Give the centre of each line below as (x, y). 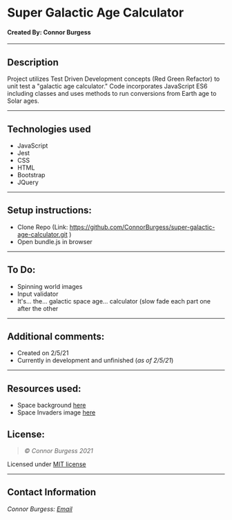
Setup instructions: (49, 211)
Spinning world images (50, 286)
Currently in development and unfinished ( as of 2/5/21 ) (95, 361)
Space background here (51, 406)
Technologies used (49, 129)
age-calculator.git (42, 234)
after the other (38, 308)
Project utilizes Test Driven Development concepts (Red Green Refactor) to (114, 79)
